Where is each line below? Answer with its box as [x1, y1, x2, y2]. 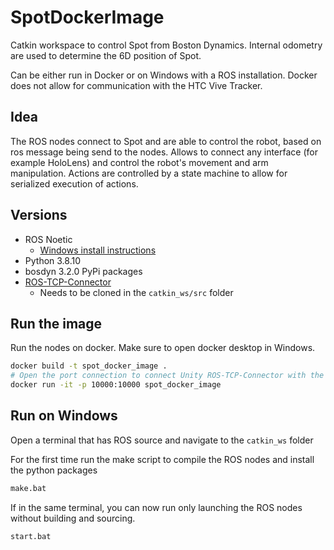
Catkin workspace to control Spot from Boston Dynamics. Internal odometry [10, 39, 323, 51]
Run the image [10, 315, 103, 332]
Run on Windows [10, 407, 118, 425]
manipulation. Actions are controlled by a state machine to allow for [10, 167, 288, 179]
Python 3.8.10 [24, 254, 82, 266]
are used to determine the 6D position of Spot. [10, 49, 202, 61]
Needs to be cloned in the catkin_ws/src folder [39, 286, 234, 298]
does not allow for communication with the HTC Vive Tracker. [10, 79, 263, 91]
